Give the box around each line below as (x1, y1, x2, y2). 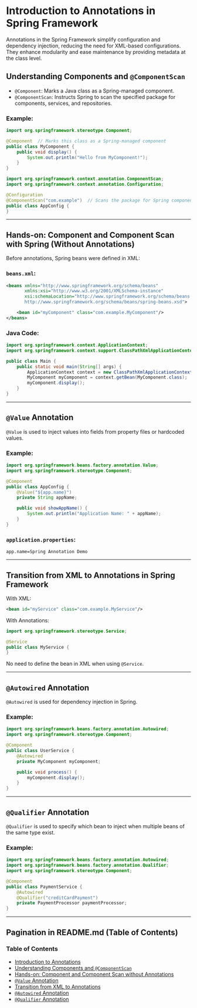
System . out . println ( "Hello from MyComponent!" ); (27, 154, 148, 161)
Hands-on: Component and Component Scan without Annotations (14, 970, 174, 978)
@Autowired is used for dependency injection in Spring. (6, 699, 138, 706)
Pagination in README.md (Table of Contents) (6, 927, 178, 937)
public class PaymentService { (6, 884, 83, 890)
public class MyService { (6, 644, 69, 650)
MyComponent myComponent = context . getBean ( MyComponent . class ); (27, 374, 188, 380)
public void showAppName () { (16, 505, 88, 511)
